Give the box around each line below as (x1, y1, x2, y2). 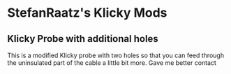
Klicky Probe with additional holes (7, 33, 158, 45)
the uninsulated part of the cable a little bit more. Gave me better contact (7, 59, 216, 67)
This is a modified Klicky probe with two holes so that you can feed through (7, 51, 225, 59)
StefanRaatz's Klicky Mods (7, 5, 167, 21)
